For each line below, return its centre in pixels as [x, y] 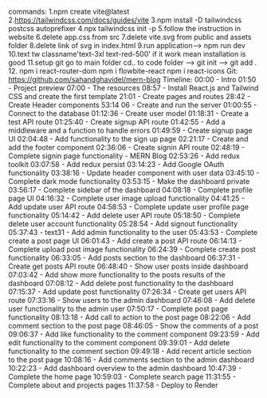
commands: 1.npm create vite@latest [69, 12]
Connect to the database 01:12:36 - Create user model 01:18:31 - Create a [129, 113]
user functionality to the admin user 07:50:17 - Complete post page [118, 308]
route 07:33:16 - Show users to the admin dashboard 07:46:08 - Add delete [132, 300]
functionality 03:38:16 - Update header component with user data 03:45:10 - [134, 173]
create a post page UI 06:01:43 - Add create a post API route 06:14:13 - [125, 241]
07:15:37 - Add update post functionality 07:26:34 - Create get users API [128, 292]
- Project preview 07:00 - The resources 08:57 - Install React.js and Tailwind [133, 88]
